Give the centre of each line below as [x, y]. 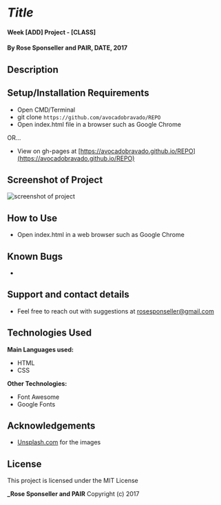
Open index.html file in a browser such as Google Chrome [99, 124]
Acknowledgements [51, 426]
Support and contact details [68, 295]
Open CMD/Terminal [46, 110]
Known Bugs [35, 256]
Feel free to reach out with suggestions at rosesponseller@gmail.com [116, 311]
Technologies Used [49, 333]
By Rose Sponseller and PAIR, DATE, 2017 [67, 48]
